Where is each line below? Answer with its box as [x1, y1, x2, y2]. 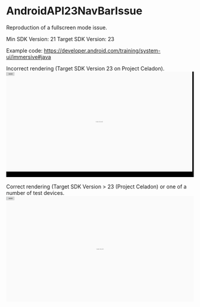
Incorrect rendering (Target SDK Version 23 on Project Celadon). [6, 64, 165, 72]
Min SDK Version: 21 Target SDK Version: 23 [6, 35, 115, 42]
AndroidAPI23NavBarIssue [6, 4, 143, 18]
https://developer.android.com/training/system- [43, 46, 161, 54]
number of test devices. [6, 190, 65, 197]
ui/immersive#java [6, 53, 52, 60]
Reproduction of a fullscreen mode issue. [6, 24, 107, 31]
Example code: [6, 46, 43, 54]
